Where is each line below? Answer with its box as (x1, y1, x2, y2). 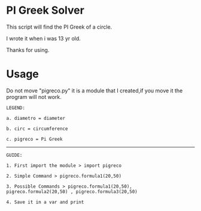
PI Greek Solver (6, 4, 85, 17)
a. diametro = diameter (6, 115, 66, 121)
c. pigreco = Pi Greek (6, 136, 63, 142)
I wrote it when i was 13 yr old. (6, 35, 81, 42)
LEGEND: (6, 105, 26, 111)
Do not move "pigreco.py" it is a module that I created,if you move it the (6, 87, 183, 94)
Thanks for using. (6, 46, 50, 54)
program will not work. (6, 93, 62, 100)
